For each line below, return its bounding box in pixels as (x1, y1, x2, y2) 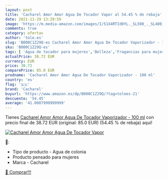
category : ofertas (5, 31, 43, 36)
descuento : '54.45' (5, 96, 46, 101)
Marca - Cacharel (12, 159, 49, 165)
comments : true (5, 26, 37, 31)
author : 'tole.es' (5, 36, 43, 41)
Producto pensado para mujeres (12, 154, 79, 160)
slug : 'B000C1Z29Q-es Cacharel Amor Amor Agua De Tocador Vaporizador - (5, 40, 160, 45)
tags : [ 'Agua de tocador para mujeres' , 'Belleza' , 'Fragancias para (5, 49, 151, 54)
